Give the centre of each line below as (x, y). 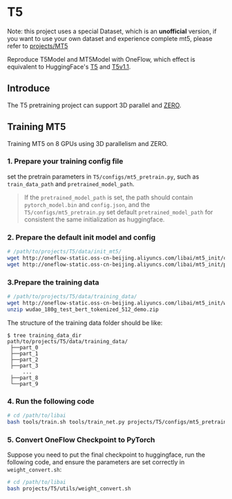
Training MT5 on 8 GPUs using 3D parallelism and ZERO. (88, 143)
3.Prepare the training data (53, 282)
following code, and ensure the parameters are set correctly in (96, 462)
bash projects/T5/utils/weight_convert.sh (69, 489)
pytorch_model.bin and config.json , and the (87, 204)
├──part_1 (24, 354)
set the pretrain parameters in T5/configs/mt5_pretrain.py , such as (103, 176)
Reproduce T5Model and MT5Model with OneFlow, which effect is (101, 59)
